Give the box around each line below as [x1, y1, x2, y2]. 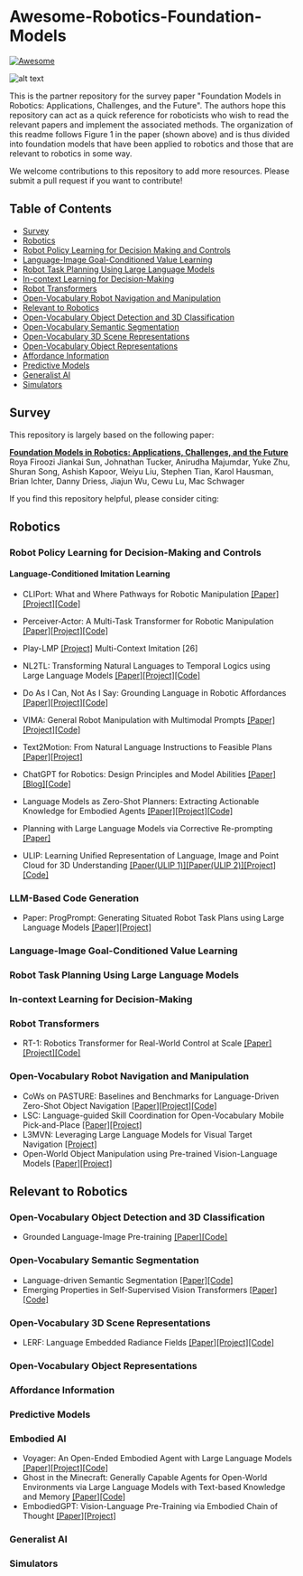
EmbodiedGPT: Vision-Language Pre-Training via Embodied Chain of [22, 1501, 279, 1512]
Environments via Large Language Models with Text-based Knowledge [22, 1482, 286, 1493]
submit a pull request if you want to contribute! [9, 174, 183, 186]
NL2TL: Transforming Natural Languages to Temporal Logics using [22, 661, 271, 671]
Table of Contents [9, 202, 113, 217]
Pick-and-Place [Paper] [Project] [22, 1119, 142, 1130]
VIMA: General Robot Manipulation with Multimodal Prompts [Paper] [22, 715, 276, 726]
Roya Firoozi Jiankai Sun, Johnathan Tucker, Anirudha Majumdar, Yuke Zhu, [9, 456, 290, 467]
